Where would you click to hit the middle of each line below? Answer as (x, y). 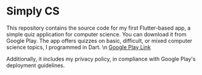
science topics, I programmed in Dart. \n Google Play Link (78, 47)
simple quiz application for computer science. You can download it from (96, 34)
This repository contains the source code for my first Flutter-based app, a (99, 28)
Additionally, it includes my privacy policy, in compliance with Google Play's (101, 59)
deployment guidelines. (36, 65)
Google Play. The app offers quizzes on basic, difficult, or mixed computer (99, 41)
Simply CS (33, 11)
